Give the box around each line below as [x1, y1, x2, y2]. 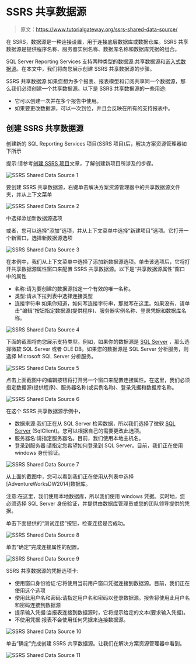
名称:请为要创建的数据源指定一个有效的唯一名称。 [14, 285, 134, 292]
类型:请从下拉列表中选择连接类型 [14, 292, 93, 299]
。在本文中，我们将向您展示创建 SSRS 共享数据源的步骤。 [16, 65, 155, 72]
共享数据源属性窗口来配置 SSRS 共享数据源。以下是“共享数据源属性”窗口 [10, 265, 185, 272]
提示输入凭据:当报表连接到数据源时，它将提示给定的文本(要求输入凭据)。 [14, 608, 189, 615]
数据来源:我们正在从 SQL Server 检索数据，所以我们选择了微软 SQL [14, 420, 176, 427]
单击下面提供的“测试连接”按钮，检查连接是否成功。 [6, 520, 128, 527]
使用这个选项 [14, 587, 45, 594]
